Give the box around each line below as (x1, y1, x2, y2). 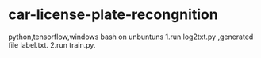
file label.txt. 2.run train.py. (8, 40, 96, 49)
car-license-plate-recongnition (8, 6, 218, 24)
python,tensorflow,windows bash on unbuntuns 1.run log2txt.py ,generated (8, 32, 254, 41)
